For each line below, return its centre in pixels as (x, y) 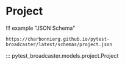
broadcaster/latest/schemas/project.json (59, 44)
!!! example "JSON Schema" (41, 28)
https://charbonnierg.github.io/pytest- (58, 39)
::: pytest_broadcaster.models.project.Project (62, 55)
